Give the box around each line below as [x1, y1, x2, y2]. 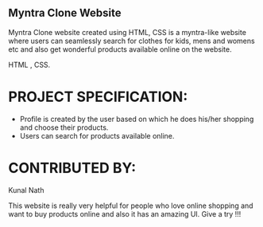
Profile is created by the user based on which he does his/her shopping [19, 114, 254, 123]
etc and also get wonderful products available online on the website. [8, 44, 232, 54]
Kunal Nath [8, 185, 44, 194]
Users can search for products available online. [19, 131, 175, 140]
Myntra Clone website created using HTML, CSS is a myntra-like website [8, 27, 246, 37]
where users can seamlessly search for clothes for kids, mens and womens [8, 36, 256, 45]
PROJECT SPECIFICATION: [8, 88, 188, 106]
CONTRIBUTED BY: [8, 159, 137, 177]
